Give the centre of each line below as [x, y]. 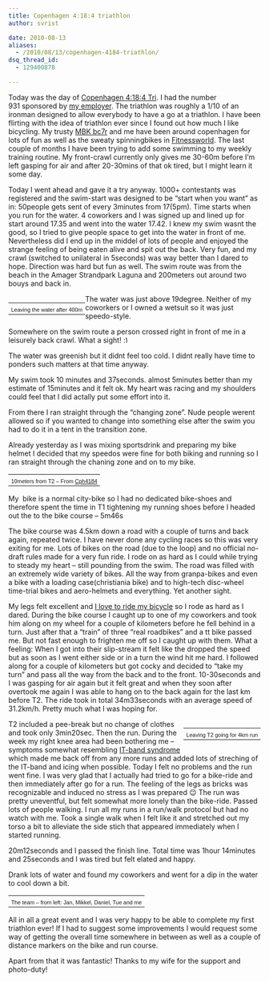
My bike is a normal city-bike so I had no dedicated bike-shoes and [120, 499]
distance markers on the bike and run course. [83, 945]
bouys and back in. [40, 283]
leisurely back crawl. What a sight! [65, 340]
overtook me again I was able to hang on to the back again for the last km [129, 692]
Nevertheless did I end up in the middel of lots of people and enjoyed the [128, 241]
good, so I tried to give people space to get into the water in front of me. [127, 232]
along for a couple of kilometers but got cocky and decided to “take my [126, 666]
